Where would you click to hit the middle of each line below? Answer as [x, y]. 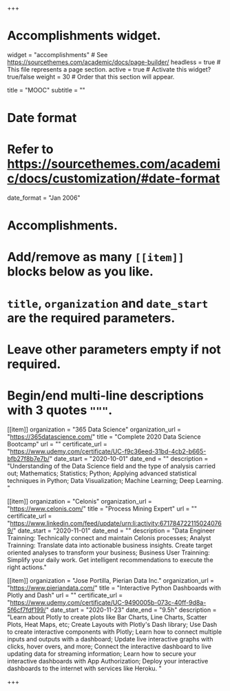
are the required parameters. [91, 318]
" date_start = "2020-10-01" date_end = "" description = [129, 458]
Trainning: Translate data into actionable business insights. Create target [110, 545]
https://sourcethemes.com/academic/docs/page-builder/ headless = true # [114, 62]
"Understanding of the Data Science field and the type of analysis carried [111, 466]
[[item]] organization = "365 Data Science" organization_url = [94, 429]
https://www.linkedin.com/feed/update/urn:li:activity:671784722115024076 [116, 523]
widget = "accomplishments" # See [57, 54]
